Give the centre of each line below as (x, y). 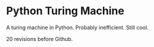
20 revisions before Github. (40, 39)
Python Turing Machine (65, 11)
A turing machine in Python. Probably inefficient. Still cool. (77, 27)
